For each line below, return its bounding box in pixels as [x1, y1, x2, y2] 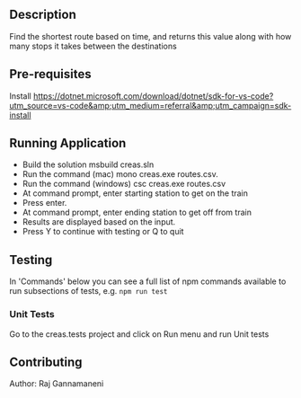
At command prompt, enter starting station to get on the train [22, 188, 249, 199]
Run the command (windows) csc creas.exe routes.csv [22, 179, 226, 190]
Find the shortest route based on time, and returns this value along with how [9, 31, 292, 41]
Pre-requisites [9, 66, 92, 82]
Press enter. [22, 198, 67, 208]
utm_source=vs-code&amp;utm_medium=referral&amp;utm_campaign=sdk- [9, 100, 292, 111]
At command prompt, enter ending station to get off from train [22, 207, 252, 218]
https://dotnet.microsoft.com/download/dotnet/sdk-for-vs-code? [32, 90, 274, 102]
